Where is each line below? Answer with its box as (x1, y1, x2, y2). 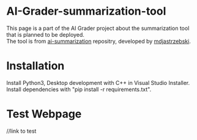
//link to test (6, 127, 37, 134)
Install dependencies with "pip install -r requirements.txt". (6, 86, 152, 93)
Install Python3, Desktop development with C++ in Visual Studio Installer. (6, 79, 190, 86)
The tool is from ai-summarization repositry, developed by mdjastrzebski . (6, 37, 191, 45)
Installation (6, 59, 65, 73)
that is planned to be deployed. (6, 31, 84, 38)
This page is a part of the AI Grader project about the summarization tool (6, 24, 190, 32)
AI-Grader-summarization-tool (6, 4, 166, 18)
